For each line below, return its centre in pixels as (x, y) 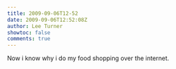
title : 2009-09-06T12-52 (43, 13)
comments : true (29, 39)
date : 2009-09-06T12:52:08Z (47, 20)
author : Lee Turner (35, 26)
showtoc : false (29, 32)
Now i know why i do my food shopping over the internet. (88, 58)
